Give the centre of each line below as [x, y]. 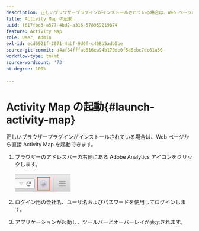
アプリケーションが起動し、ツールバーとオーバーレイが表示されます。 [100, 222]
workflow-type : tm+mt [33, 56]
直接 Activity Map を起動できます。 [54, 145]
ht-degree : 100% [26, 69]
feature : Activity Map [34, 31]
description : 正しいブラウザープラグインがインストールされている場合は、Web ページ [99, 12]
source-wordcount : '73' [36, 62]
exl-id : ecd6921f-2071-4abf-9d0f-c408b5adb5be [65, 44]
